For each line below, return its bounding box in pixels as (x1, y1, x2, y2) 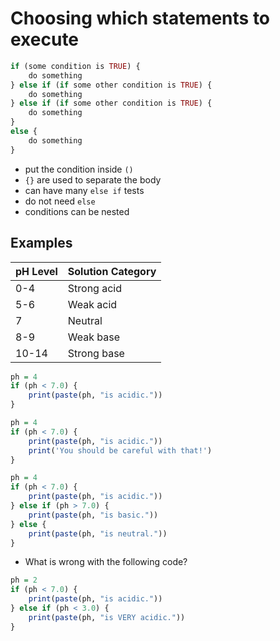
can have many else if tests (24, 184, 145, 196)
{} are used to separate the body (24, 173, 162, 186)
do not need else (24, 195, 96, 207)
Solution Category (67, 264, 157, 278)
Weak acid (67, 297, 118, 311)
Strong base (67, 346, 125, 360)
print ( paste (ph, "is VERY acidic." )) (28, 612, 186, 622)
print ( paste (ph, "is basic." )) (28, 510, 159, 520)
